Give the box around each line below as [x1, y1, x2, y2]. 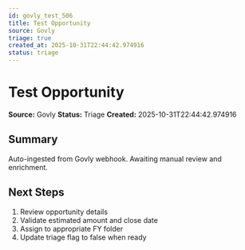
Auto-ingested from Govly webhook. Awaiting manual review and [8, 153, 222, 164]
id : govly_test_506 [8, 11, 73, 20]
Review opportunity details [19, 207, 109, 216]
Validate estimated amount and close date [19, 215, 158, 224]
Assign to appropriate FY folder [19, 224, 124, 233]
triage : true [8, 34, 52, 42]
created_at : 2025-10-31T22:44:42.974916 [8, 42, 145, 50]
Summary [8, 133, 58, 146]
